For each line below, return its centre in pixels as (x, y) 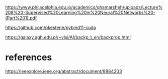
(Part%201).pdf (21, 18)
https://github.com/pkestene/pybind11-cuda (51, 27)
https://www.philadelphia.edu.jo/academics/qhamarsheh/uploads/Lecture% (84, 7)
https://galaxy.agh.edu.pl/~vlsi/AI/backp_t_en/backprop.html (68, 37)
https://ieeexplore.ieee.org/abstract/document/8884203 (64, 71)
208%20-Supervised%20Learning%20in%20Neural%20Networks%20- (80, 12)
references (29, 57)
